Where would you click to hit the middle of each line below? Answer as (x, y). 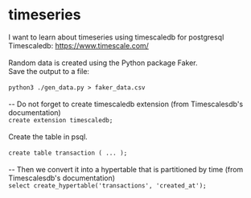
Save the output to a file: (49, 71)
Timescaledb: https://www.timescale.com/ (78, 45)
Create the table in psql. (48, 136)
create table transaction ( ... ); (68, 153)
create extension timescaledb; (61, 120)
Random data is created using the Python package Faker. (103, 63)
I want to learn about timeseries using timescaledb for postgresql (116, 37)
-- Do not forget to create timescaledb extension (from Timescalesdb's (126, 104)
